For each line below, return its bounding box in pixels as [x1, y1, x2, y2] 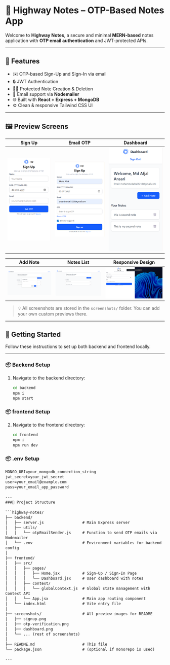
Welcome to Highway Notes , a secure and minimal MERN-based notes [5, 32, 154, 38]
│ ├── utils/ [5, 525, 37, 530]
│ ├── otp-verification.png [5, 621, 69, 626]
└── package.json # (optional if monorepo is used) [5, 647, 155, 652]
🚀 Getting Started [5, 330, 61, 339]
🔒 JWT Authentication [12, 78, 59, 84]
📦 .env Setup [5, 455, 39, 462]
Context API [5, 591, 30, 596]
